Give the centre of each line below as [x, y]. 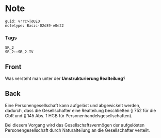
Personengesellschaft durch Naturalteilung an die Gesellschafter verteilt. [78, 130]
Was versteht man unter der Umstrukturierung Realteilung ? [65, 78]
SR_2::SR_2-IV [19, 52]
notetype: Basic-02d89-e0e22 [34, 25]
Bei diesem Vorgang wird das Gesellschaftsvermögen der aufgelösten [75, 125]
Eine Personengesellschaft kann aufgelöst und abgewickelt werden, [73, 105]
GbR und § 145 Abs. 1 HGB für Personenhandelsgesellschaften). [69, 115]
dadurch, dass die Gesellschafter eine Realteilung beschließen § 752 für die [80, 110]
